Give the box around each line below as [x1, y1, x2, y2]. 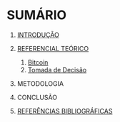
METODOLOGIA [16, 79, 64, 88]
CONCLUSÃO [16, 93, 58, 101]
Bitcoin [27, 57, 49, 67]
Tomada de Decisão [27, 65, 87, 74]
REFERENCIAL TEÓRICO [16, 44, 89, 52]
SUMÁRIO [6, 7, 67, 23]
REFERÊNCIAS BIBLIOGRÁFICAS [16, 106, 113, 115]
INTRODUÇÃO [16, 30, 60, 39]
